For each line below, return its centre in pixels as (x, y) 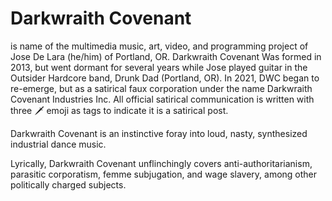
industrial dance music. (58, 144)
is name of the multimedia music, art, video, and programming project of (159, 46)
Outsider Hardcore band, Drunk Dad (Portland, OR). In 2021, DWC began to (165, 78)
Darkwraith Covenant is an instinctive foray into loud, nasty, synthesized (159, 133)
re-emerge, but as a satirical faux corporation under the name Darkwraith (161, 88)
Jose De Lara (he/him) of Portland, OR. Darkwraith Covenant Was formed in (166, 56)
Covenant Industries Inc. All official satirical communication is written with (162, 99)
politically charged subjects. (68, 184)
